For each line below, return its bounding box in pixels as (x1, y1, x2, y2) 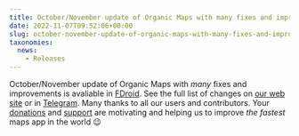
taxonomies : (9, 37, 53, 47)
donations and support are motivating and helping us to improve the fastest (9, 108, 286, 117)
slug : (9, 29, 29, 38)
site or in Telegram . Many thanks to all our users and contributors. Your (9, 98, 270, 108)
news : (17, 46, 38, 55)
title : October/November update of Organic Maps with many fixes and (9, 12, 273, 22)
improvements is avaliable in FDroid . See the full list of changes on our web (9, 88, 286, 99)
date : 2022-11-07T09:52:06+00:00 (9, 21, 133, 30)
